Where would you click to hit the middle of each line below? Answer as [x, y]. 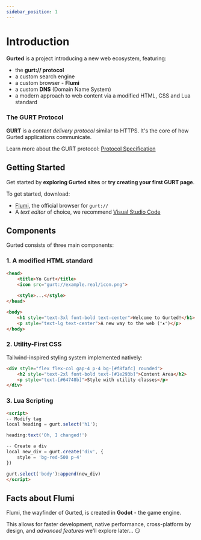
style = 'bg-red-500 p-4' [50, 457]
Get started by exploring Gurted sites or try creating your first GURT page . [100, 182]
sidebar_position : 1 [32, 12]
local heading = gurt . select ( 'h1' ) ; [52, 424]
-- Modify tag [24, 419]
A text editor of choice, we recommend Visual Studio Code [88, 212]
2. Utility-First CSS [34, 344]
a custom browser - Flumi [47, 82]
